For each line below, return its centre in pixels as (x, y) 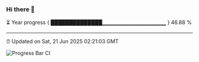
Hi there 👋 (21, 9)
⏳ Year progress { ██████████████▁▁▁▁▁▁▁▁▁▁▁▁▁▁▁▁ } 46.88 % (99, 22)
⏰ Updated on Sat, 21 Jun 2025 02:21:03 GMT (62, 42)
